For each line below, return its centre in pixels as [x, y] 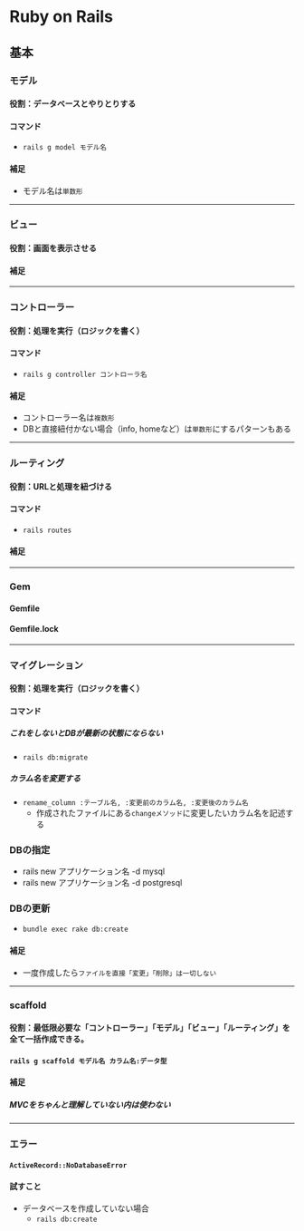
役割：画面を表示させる [53, 248]
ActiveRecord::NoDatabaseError [68, 1165]
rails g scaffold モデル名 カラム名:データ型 [88, 1061]
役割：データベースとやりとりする [73, 104]
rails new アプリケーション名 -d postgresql [102, 883]
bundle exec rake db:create [75, 930]
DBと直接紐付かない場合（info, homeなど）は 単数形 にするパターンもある [157, 429]
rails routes [47, 530]
